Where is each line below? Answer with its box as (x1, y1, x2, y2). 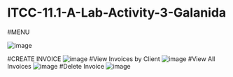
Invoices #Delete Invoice (7, 62, 105, 70)
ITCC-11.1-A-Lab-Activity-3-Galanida (7, 5, 227, 21)
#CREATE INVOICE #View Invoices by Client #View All (7, 54, 216, 63)
